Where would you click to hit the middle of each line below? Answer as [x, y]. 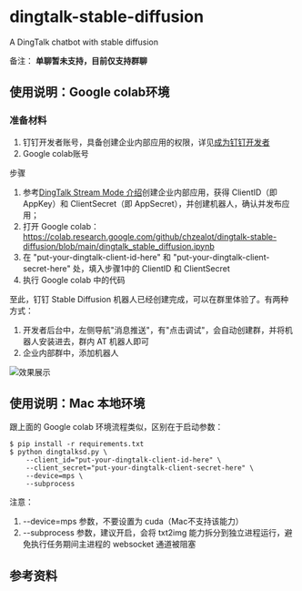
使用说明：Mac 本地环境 [77, 404]
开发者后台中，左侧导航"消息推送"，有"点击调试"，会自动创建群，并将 [153, 330]
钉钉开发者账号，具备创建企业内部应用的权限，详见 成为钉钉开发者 [146, 142]
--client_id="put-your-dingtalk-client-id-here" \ [124, 460]
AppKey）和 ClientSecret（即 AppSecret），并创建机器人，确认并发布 [152, 203]
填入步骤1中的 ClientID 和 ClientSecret [159, 268]
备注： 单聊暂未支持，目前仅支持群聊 [78, 60]
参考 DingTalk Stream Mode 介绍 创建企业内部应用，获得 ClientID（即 [150, 192]
